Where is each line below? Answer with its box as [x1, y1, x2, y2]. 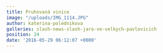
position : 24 [6, 32, 40, 38]
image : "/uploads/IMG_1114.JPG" [6, 15, 89, 21]
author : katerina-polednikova [6, 20, 84, 26]
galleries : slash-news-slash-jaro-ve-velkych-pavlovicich [6, 26, 157, 32]
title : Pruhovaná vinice [6, 9, 70, 15]
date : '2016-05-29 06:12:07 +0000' [6, 37, 97, 43]
